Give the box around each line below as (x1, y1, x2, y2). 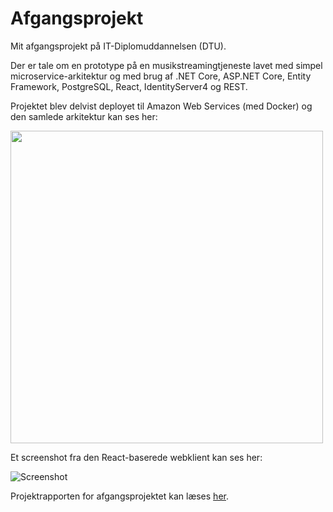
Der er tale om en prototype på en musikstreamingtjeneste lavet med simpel (10, 59, 323, 71)
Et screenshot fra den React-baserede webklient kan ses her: (10, 451, 263, 463)
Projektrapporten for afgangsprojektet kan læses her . (10, 490, 229, 502)
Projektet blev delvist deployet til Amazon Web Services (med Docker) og (10, 100, 313, 112)
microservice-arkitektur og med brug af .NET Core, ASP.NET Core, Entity (10, 70, 312, 82)
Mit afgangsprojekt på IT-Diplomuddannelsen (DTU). (10, 40, 227, 52)
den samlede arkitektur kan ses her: (10, 110, 158, 122)
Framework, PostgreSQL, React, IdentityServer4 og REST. (10, 80, 248, 92)
